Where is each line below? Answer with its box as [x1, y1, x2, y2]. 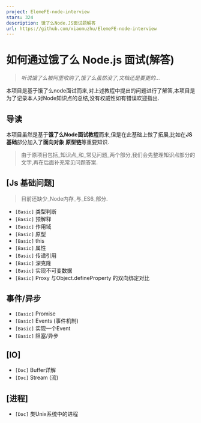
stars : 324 [6, 14, 34, 20]
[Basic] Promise [14, 310, 56, 317]
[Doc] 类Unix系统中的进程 [14, 410, 79, 418]
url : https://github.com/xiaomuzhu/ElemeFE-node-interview [6, 25, 157, 32]
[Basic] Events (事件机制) [14, 317, 79, 324]
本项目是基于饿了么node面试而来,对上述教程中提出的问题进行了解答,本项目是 [6, 87, 196, 94]
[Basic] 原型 [14, 230, 46, 237]
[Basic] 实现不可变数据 [14, 267, 73, 274]
